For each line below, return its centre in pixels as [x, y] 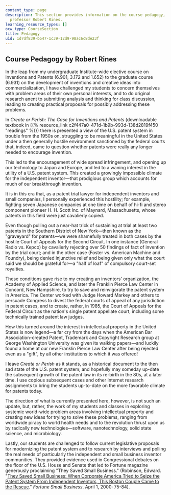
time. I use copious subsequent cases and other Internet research [75, 380]
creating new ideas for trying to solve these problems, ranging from [76, 417]
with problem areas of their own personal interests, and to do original [78, 93]
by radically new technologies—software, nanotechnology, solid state [78, 428]
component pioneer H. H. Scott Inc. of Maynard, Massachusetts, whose [80, 210]
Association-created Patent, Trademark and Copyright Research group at [82, 337]
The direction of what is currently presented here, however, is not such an [83, 401]
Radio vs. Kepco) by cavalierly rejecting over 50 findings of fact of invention [85, 247]
